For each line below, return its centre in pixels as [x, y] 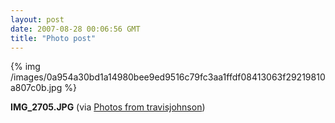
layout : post [37, 19]
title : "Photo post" [53, 38]
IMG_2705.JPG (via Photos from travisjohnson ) [108, 107]
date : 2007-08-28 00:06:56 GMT [75, 29]
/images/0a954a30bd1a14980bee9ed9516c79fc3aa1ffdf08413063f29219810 [168, 77]
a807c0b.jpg [36, 88]
